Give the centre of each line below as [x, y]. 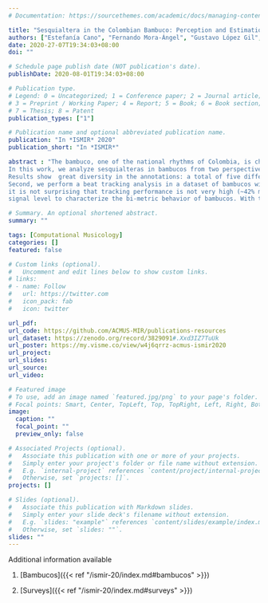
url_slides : [28, 361]
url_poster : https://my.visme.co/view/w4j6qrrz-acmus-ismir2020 [117, 345]
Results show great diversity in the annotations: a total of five [124, 176]
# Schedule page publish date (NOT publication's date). [105, 67]
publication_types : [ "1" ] [51, 118]
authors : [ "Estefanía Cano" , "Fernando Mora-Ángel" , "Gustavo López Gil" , [135, 37]
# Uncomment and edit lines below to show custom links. [108, 272]
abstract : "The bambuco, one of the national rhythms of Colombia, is [130, 162]
